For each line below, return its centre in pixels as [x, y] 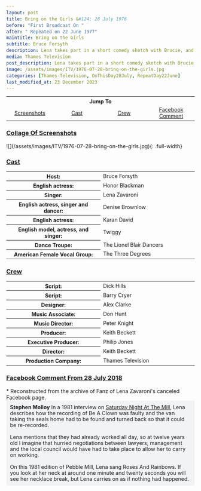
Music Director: [54, 323]
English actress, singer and [54, 204]
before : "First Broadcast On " [45, 25]
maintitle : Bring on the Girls [45, 38]
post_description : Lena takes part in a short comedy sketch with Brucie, [101, 63]
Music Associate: [54, 314]
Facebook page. [26, 397]
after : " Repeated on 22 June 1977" [52, 32]
